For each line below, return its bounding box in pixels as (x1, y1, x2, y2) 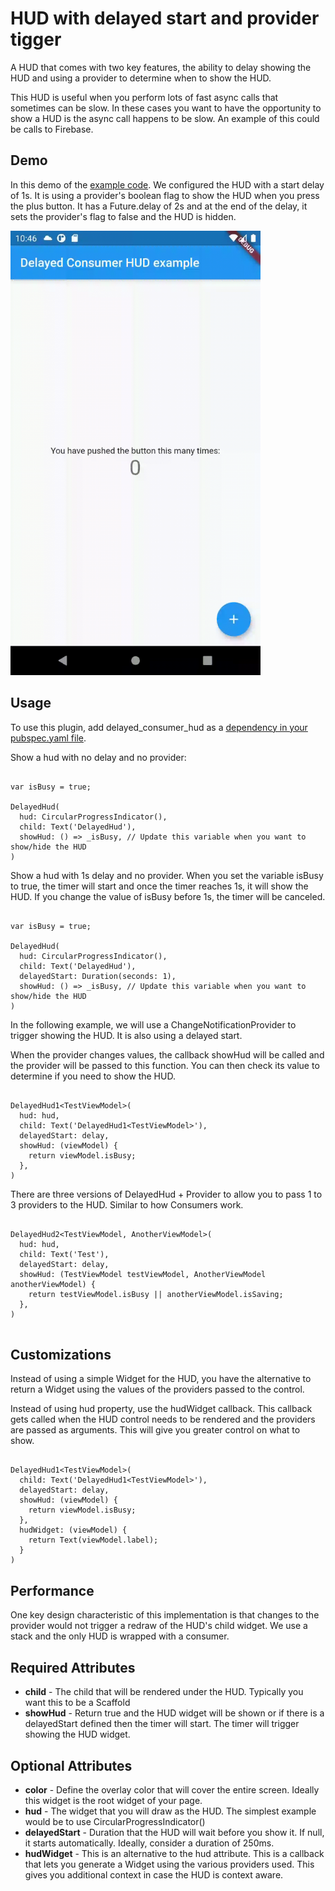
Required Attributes (10, 1659, 136, 1676)
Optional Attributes (10, 1757, 133, 1774)
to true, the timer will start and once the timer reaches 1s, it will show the (10, 880, 309, 892)
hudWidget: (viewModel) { (19, 1525, 128, 1536)
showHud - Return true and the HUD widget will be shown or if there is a (24, 1707, 325, 1719)
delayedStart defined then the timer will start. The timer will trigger (24, 1718, 300, 1730)
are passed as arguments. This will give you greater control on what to (10, 1424, 301, 1436)
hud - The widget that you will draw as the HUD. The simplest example (24, 1805, 317, 1817)
